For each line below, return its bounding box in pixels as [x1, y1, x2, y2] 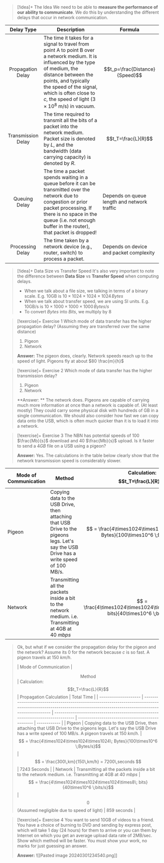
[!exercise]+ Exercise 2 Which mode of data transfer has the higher [17, 368, 152, 374]
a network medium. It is [43, 53, 97, 59]
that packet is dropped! [43, 229, 97, 236]
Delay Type [9, 26, 37, 33]
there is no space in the [43, 211, 98, 218]
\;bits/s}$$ [92, 785, 114, 790]
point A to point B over [43, 47, 95, 53]
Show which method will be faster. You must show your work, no [17, 838, 147, 844]
